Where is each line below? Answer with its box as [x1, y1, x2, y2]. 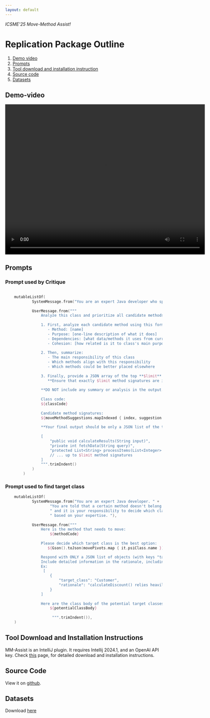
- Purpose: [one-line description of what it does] [47, 331, 157, 337]
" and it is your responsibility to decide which [49, 508, 155, 513]
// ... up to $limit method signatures [49, 452, 133, 458]
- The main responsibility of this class [47, 355, 135, 360]
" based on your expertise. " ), [49, 513, 117, 518]
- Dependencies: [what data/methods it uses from [47, 336, 153, 341]
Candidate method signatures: [40, 411, 104, 416]
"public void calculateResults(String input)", [49, 439, 151, 444]
